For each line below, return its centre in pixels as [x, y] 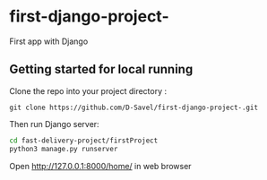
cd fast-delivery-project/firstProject [84, 141]
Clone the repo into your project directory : [88, 90]
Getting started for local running [101, 69]
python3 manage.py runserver [64, 149]
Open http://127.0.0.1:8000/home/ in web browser [100, 166]
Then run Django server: [55, 124]
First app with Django [49, 41]
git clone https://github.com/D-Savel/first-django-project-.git [133, 107]
